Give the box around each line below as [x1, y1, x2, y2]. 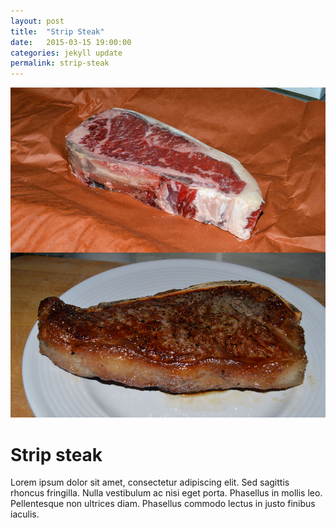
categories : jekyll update [10, 48, 123, 58]
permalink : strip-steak [10, 58, 110, 69]
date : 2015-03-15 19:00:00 [10, 37, 132, 47]
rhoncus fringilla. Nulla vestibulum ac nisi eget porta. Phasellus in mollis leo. [10, 487, 323, 499]
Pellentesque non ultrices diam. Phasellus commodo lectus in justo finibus [10, 498, 316, 510]
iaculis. [10, 508, 40, 520]
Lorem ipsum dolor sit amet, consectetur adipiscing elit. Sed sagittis [10, 476, 290, 489]
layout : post [10, 16, 65, 26]
